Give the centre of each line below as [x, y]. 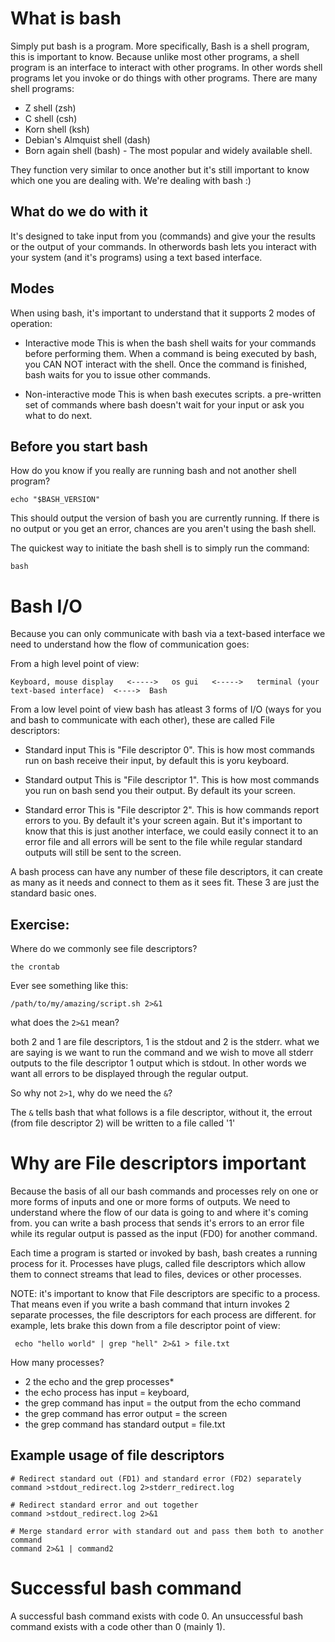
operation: [31, 323]
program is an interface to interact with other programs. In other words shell [166, 67]
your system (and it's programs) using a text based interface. [136, 257]
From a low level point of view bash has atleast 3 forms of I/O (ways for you [166, 709]
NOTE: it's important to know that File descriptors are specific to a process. [165, 1294]
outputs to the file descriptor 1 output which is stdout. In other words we [158, 1063]
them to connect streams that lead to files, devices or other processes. [156, 1274]
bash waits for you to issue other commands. [118, 374]
